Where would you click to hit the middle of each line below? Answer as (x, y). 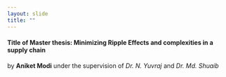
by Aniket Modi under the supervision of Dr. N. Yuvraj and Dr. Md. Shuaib (113, 65)
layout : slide (28, 14)
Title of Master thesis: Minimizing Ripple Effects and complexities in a (111, 43)
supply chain (27, 50)
